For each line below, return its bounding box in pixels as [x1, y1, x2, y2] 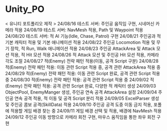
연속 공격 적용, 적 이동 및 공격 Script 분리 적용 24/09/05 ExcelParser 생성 [14, 95, 159, 101]
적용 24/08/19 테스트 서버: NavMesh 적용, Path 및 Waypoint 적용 [14, 26, 143, 33]
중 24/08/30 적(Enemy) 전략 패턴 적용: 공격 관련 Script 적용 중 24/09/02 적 [5, 76, 154, 83]
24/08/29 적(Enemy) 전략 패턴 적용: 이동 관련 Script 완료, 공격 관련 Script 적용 [5, 70, 160, 76]
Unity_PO [5, 3, 45, 15]
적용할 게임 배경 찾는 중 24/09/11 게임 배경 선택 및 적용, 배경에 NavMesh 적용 [10, 108, 162, 114]
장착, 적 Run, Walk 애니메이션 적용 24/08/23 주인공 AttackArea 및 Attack [10, 45, 155, 51]
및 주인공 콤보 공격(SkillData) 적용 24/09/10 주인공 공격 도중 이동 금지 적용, [5, 101, 152, 108]
